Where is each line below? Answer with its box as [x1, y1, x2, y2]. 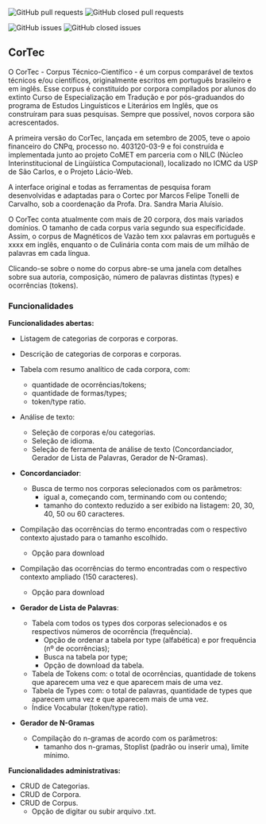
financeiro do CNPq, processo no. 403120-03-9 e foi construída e [8, 141, 225, 151]
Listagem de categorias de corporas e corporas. [19, 334, 179, 343]
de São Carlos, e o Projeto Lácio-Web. [8, 167, 133, 176]
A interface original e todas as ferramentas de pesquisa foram [8, 182, 211, 191]
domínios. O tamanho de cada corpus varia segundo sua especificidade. [8, 222, 246, 232]
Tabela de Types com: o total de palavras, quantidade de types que [31, 686, 253, 695]
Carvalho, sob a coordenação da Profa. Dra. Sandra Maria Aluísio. [8, 199, 224, 208]
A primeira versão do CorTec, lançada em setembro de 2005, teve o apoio [8, 133, 250, 142]
